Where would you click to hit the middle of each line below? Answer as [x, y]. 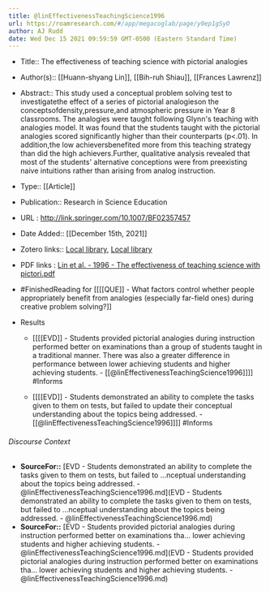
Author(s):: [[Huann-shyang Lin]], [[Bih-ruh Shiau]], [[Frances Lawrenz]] [141, 77]
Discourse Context [39, 441]
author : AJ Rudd [36, 31]
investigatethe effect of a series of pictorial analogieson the [120, 101]
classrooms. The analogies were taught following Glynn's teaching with [139, 119]
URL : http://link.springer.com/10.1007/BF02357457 [105, 218]
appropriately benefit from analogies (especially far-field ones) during [137, 298]
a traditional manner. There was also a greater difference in [131, 356]
